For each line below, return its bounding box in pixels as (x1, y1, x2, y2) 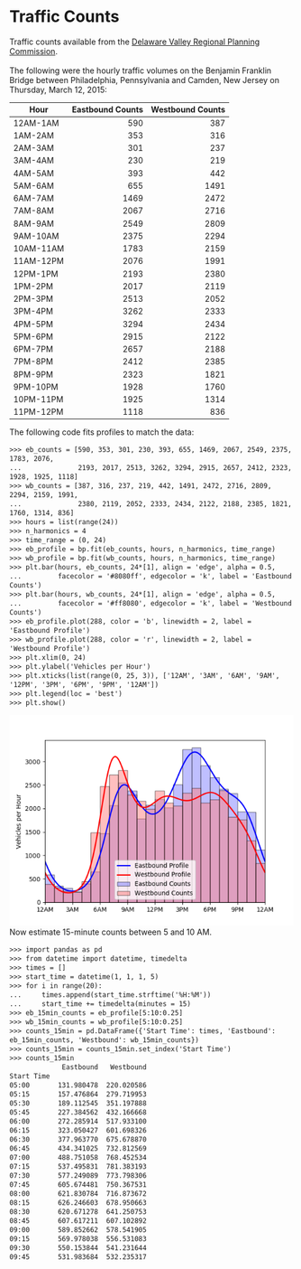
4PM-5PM (13, 318, 54, 329)
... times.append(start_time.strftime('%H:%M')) (9, 991, 212, 1000)
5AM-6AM (13, 180, 54, 191)
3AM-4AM (13, 155, 54, 166)
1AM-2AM (13, 129, 54, 141)
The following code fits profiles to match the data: (9, 427, 195, 437)
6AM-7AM (13, 193, 54, 204)
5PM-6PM (13, 331, 54, 342)
